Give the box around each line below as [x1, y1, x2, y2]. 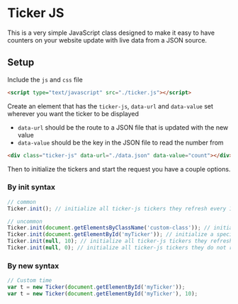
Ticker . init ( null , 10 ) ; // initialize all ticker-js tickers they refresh [7, 237, 233, 245]
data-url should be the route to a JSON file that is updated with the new [17, 123, 229, 132]
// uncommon [7, 218, 42, 225]
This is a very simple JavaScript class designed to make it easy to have [7, 28, 215, 37]
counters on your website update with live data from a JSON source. [7, 35, 208, 44]
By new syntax [7, 261, 59, 271]
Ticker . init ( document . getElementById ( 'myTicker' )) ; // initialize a [7, 231, 214, 238]
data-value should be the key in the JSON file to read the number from [17, 138, 225, 147]
